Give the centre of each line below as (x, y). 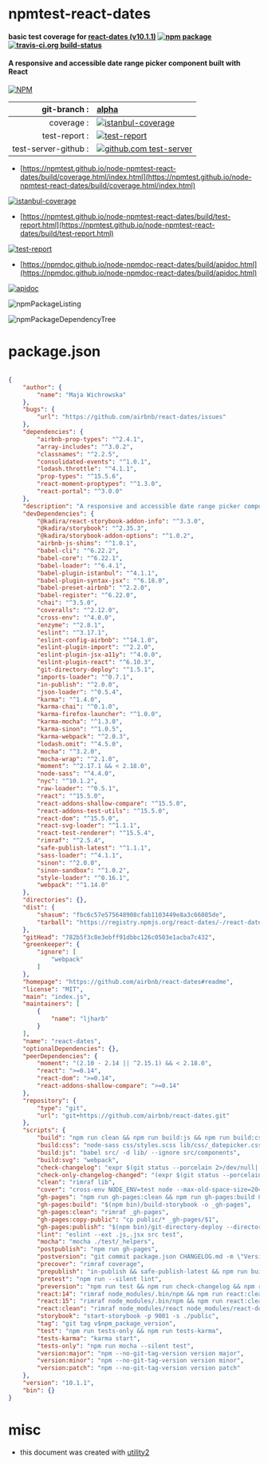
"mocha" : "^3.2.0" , (69, 751)
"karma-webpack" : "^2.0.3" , (83, 736)
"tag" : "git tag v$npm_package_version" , (107, 1324)
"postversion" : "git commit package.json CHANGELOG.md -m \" (141, 1257)
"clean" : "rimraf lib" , (76, 1182)
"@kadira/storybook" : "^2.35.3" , (93, 528)
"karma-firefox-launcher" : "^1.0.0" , (99, 715)
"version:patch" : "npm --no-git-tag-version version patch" (139, 1368)
